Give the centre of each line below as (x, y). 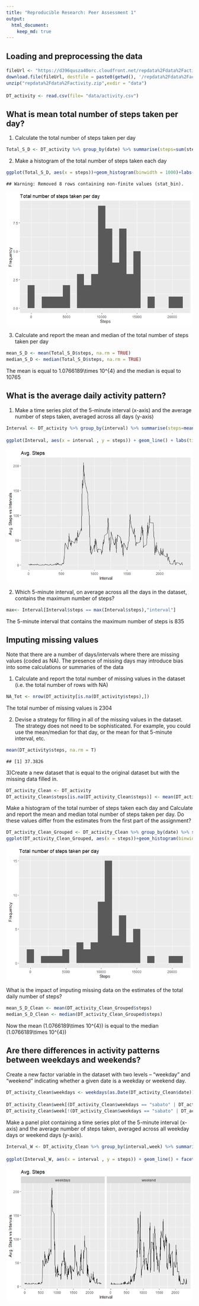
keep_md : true (34, 32)
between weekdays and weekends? (73, 1060)
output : (16, 19)
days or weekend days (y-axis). (44, 1135)
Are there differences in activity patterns (83, 1051)
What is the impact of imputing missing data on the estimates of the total (95, 990)
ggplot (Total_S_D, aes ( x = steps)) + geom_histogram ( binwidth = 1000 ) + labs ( (100, 172)
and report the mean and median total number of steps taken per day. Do (95, 814)
